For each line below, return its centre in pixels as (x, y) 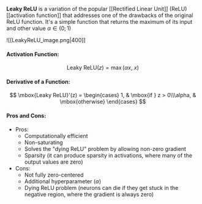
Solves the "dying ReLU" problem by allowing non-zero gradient (105, 148)
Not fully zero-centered (54, 175)
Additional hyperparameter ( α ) (63, 181)
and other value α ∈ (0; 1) (39, 28)
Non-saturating (43, 142)
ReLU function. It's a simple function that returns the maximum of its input (99, 22)
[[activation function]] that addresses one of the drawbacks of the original (100, 15)
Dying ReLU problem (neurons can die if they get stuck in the (101, 188)
